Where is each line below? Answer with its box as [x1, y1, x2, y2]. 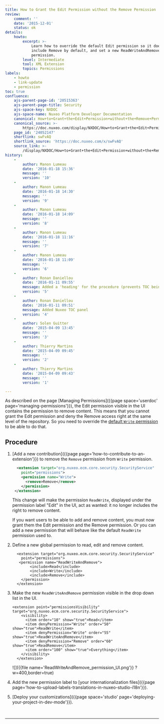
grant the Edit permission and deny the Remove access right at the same [5, 413, 151, 419]
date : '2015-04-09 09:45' [22, 348, 76, 353]
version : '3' [22, 335, 49, 339]
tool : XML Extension [22, 62, 64, 67]
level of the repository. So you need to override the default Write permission [5, 419, 158, 425]
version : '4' [22, 312, 49, 317]
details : [5, 30, 23, 35]
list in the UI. [12, 595, 38, 601]
